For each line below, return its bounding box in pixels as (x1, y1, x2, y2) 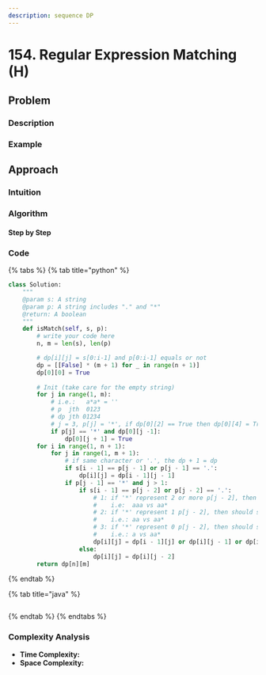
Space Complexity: (19, 658, 85, 667)
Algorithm (8, 208, 48, 219)
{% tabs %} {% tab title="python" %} (8, 266, 130, 275)
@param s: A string (22, 295, 87, 303)
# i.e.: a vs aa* (93, 531, 161, 539)
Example (8, 139, 43, 150)
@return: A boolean (22, 310, 87, 318)
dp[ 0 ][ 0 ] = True (36, 369, 90, 377)
